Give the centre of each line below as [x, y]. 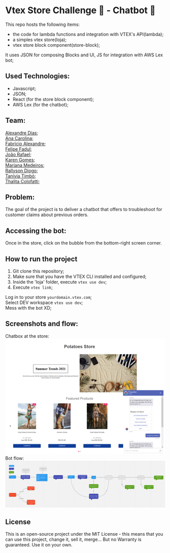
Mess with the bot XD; [28, 308]
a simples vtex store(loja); [40, 40]
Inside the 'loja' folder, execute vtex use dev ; [60, 282]
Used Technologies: [38, 76]
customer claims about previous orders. [47, 215]
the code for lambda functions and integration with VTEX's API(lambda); [88, 34]
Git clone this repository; [38, 271]
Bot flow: [15, 458]
